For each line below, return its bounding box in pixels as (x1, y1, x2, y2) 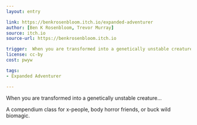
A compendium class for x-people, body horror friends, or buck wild (6, 106, 171, 113)
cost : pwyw (6, 57, 33, 63)
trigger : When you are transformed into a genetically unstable (6, 46, 169, 52)
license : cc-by (6, 52, 43, 58)
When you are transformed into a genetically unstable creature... (6, 94, 162, 102)
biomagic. (6, 112, 30, 119)
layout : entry (6, 8, 41, 15)
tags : (6, 67, 19, 73)
